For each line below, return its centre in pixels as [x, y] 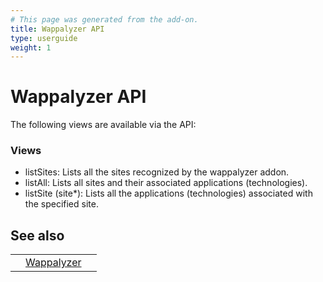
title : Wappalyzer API [57, 29]
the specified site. [61, 204]
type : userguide [44, 38]
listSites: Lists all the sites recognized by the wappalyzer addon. [157, 172]
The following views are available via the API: [103, 125]
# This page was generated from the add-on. [104, 19]
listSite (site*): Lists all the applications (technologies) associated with [168, 193]
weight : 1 [31, 47]
